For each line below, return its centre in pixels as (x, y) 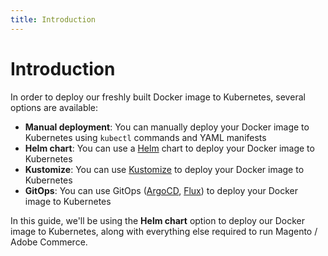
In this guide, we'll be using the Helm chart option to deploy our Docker (158, 220)
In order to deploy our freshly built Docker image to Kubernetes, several (158, 97)
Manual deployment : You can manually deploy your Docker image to (167, 127)
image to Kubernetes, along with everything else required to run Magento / (164, 231)
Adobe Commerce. (49, 242)
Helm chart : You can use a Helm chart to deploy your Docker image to (169, 148)
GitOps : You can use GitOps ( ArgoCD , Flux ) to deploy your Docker (161, 190)
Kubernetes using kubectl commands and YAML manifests (145, 137)
